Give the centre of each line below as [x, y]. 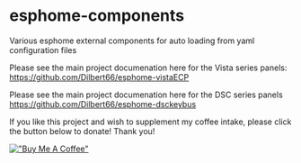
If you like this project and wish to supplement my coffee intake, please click [150, 122]
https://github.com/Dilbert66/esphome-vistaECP [99, 77]
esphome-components [97, 16]
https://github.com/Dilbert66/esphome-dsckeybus [103, 104]
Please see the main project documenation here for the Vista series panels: [148, 68]
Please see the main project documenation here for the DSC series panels [146, 95]
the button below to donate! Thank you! [82, 131]
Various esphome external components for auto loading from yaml [132, 41]
